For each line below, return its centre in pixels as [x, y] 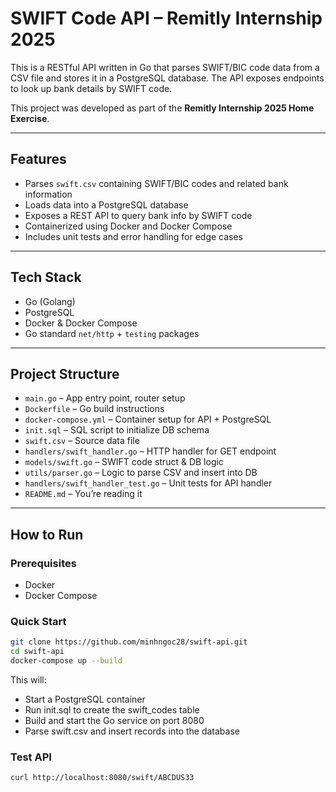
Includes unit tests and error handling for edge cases [134, 236]
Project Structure [65, 373]
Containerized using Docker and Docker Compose [128, 226]
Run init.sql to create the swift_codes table [112, 709]
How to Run [47, 534]
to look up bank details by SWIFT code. [91, 88]
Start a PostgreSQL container [85, 699]
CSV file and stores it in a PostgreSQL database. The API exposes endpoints [167, 78]
